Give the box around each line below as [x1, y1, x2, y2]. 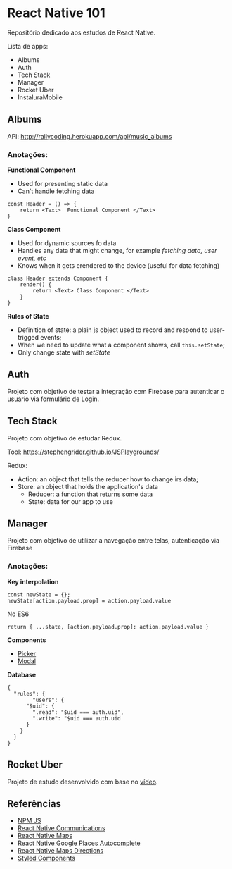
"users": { [32, 696, 65, 703]
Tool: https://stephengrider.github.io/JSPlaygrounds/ [7, 448, 160, 456]
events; [40, 333, 62, 342]
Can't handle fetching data [17, 187, 95, 195]
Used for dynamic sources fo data [17, 239, 117, 247]
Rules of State [7, 312, 49, 321]
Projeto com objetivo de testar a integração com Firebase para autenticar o [7, 387, 225, 395]
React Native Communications [17, 824, 105, 832]
